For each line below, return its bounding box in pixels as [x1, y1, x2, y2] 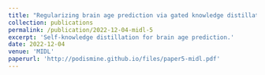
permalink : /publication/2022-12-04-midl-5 [8, 26, 154, 34]
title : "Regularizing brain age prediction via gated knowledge [8, 11, 224, 20]
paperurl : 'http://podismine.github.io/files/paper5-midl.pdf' [8, 55, 221, 63]
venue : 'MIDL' [8, 48, 55, 55]
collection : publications [8, 19, 93, 27]
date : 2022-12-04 [8, 41, 65, 48]
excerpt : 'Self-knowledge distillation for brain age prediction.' [8, 33, 235, 41]
